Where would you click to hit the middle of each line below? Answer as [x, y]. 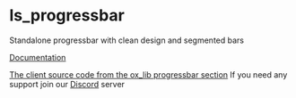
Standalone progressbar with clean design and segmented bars [127, 40]
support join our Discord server [67, 84]
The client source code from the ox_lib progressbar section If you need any [148, 74]
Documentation [38, 57]
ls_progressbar [67, 16]
